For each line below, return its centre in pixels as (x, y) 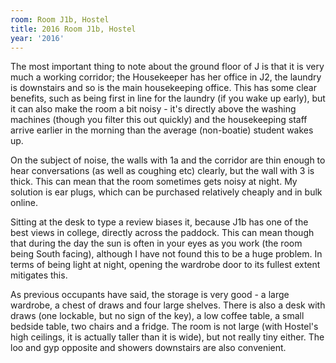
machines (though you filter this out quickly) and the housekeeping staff (159, 120)
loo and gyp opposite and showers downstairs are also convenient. (148, 348)
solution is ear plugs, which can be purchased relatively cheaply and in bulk (166, 192)
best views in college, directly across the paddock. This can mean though (162, 233)
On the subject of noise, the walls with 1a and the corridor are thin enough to (168, 160)
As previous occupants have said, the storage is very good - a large (150, 295)
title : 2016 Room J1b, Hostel (73, 29)
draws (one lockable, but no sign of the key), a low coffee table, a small (157, 316)
